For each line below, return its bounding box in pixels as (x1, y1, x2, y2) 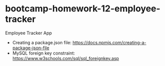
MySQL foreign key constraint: (12, 50, 75, 56)
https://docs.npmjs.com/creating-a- (72, 39, 147, 45)
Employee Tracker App (5, 30, 52, 36)
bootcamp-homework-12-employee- (5, 3, 161, 14)
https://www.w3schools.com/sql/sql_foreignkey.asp (12, 55, 119, 61)
